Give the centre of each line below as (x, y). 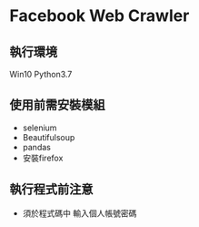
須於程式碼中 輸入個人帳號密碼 (80, 213)
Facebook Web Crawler (99, 16)
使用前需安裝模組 (57, 105)
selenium (40, 128)
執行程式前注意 (51, 189)
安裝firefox (43, 158)
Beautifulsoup (49, 137)
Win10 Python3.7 (41, 74)
